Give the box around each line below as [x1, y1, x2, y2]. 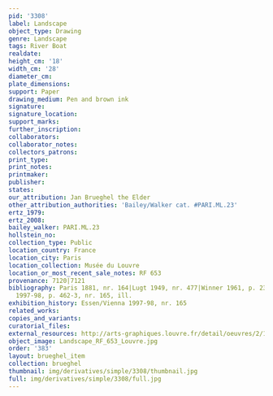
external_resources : [8, 329, 79, 337]
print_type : [8, 155, 49, 163]
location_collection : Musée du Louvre [8, 261, 140, 269]
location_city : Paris [8, 254, 82, 262]
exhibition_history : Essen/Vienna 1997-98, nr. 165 [8, 299, 187, 307]
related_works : [8, 307, 60, 315]
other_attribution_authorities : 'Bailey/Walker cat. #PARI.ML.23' [8, 201, 238, 209]
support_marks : [8, 118, 60, 126]
